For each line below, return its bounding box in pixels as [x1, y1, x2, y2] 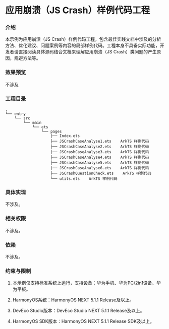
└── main [23, 120, 42, 125]
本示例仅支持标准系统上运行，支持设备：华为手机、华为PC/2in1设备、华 [12, 280, 161, 286]
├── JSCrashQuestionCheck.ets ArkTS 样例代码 [50, 171, 151, 176]
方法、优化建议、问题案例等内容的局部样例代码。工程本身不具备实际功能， [5, 42, 160, 48]
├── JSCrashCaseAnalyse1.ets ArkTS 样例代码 [50, 139, 149, 144]
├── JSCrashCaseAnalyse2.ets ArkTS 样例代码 [50, 144, 149, 149]
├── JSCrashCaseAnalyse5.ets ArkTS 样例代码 [50, 160, 149, 165]
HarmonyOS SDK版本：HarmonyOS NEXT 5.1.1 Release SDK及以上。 [12, 318, 155, 324]
